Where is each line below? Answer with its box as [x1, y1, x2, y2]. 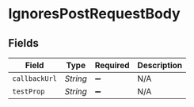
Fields [8, 36, 40, 50]
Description [137, 60, 183, 71]
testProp [12, 87, 45, 96]
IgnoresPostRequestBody [8, 5, 181, 23]
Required [94, 60, 130, 71]
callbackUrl [12, 75, 58, 83]
